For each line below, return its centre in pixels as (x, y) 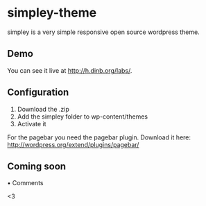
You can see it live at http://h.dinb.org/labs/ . (70, 70)
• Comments (25, 183)
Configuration (38, 93)
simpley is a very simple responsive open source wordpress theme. (103, 32)
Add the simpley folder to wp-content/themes (82, 117)
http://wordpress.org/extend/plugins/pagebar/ (73, 144)
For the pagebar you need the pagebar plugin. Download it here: (99, 137)
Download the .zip (43, 109)
